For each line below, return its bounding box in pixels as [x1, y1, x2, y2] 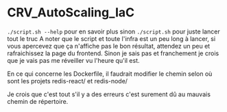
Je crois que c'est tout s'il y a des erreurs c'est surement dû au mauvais [7, 90, 211, 98]
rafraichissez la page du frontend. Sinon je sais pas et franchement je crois [7, 49, 219, 57]
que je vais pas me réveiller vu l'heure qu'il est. [7, 56, 140, 64]
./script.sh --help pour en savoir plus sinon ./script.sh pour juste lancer [7, 27, 221, 36]
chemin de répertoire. [7, 97, 69, 105]
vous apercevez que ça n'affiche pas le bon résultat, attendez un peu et [7, 42, 211, 50]
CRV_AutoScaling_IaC [7, 5, 135, 20]
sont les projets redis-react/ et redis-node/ [7, 76, 128, 85]
